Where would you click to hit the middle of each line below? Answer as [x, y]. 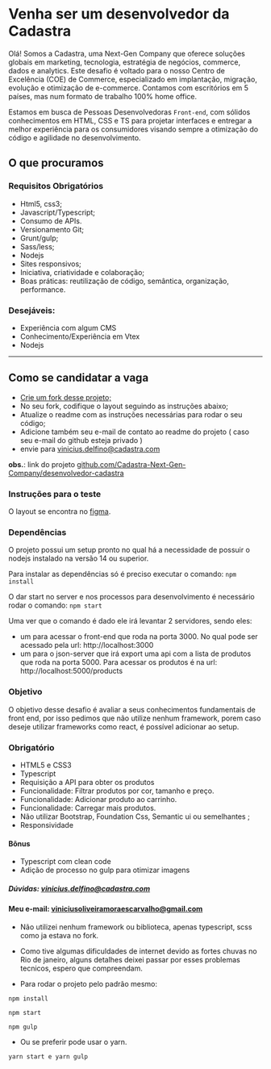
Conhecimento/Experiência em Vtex [80, 336]
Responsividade [47, 825]
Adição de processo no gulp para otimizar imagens [105, 870]
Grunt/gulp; [39, 238]
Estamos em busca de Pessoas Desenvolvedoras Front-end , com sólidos [129, 112]
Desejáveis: [32, 310]
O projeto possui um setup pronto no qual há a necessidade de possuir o [129, 550]
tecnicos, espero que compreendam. [81, 968]
